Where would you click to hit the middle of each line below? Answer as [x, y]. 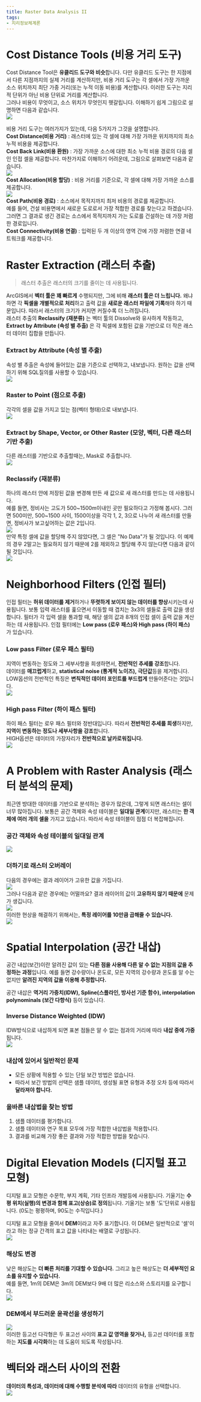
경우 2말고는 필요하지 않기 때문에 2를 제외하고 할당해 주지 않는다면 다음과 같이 [103, 544]
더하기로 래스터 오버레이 [39, 865]
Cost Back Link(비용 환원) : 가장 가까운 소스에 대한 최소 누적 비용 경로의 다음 [97, 152]
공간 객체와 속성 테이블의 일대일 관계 [55, 835]
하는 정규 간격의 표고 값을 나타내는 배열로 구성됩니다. [79, 1231]
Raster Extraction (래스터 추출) [81, 265]
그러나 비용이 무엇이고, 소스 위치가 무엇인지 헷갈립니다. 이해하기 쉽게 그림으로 [97, 102]
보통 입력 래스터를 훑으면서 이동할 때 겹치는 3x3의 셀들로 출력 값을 [106, 610]
